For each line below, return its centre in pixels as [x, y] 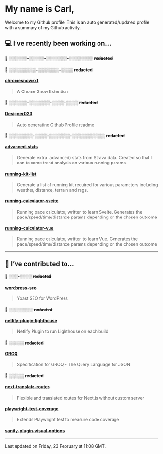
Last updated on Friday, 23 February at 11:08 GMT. [55, 446]
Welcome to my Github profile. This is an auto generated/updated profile [77, 22]
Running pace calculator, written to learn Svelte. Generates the [80, 212]
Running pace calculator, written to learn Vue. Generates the [77, 239]
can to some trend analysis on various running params [71, 163]
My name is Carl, [40, 9]
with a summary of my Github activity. [43, 27]
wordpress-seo [21, 288]
